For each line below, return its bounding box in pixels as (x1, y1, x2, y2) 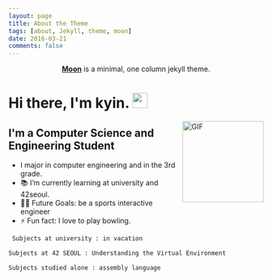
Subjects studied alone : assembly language (8, 264, 161, 272)
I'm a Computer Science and (8, 126, 155, 140)
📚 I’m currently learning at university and (19, 178, 159, 188)
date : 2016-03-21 (8, 34, 67, 43)
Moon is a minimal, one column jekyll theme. (62, 64, 210, 74)
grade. (19, 169, 43, 179)
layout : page (8, 11, 53, 20)
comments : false (8, 42, 63, 50)
